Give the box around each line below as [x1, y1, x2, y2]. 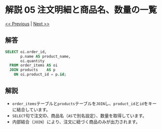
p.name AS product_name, [20, 54, 71, 59]
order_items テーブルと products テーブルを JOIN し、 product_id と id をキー [12, 100, 157, 106]
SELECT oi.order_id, [5, 49, 47, 54]
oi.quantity [20, 58, 45, 63]
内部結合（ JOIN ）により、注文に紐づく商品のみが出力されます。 [12, 119, 141, 125]
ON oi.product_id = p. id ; [14, 72, 67, 77]
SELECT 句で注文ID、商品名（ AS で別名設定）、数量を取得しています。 [12, 112, 147, 118]
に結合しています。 [12, 107, 50, 112]
